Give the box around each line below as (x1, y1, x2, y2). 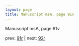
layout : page (5, 7, 32, 12)
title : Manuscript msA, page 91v (5, 12, 75, 17)
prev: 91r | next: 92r (5, 35, 46, 41)
